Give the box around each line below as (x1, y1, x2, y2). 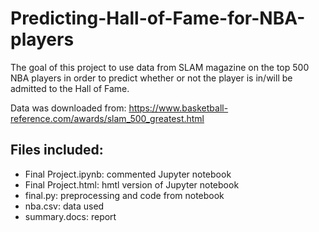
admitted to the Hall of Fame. (10, 82, 130, 94)
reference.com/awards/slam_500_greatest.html (10, 112, 205, 124)
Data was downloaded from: (10, 102, 127, 114)
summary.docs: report (24, 210, 117, 222)
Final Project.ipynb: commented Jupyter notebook (24, 168, 232, 180)
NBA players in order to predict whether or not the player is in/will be (10, 72, 293, 84)
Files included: (10, 142, 104, 159)
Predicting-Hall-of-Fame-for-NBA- (10, 7, 306, 30)
